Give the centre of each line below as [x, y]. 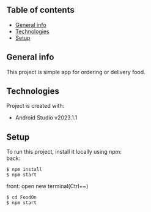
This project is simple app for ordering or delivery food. [76, 72]
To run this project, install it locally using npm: [64, 152]
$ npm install [24, 170]
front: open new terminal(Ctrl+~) [47, 186]
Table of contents [40, 10]
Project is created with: [35, 106]
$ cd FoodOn [21, 198]
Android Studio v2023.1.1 [46, 118]
